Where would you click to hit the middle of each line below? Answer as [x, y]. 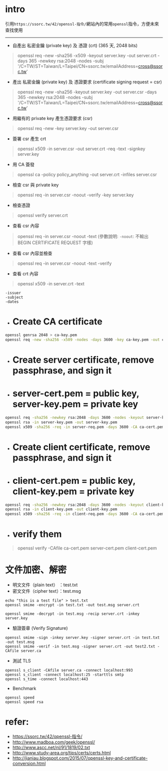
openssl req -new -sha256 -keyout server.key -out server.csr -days [87, 92]
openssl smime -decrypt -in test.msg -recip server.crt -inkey [72, 614]
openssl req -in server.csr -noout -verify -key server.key [75, 195]
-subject [14, 297]
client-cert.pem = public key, [74, 480]
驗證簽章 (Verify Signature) [40, 628]
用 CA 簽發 [23, 164]
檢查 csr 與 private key [35, 185]
